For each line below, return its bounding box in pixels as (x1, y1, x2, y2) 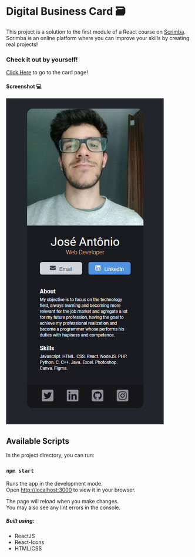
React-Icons (14, 538, 45, 546)
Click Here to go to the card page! (6, 69, 88, 76)
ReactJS (14, 532, 35, 539)
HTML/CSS (14, 545, 42, 552)
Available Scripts (6, 436, 69, 446)
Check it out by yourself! (6, 55, 78, 64)
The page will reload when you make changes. (6, 497, 119, 504)
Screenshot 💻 (6, 83, 42, 90)
